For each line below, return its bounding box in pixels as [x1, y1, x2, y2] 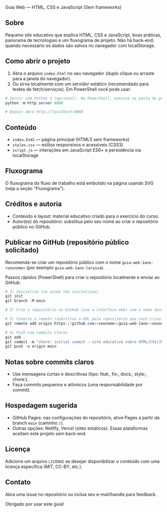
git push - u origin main [5, 344, 57, 349]
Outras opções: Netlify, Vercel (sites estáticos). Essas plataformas [12, 425, 148, 431]
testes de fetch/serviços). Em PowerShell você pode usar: [12, 86, 132, 92]
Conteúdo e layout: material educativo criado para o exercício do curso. [12, 213, 160, 219]
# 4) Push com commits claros [5, 330, 68, 335]
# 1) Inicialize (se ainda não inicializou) [5, 289, 99, 294]
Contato [5, 478, 31, 487]
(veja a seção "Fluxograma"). [5, 185, 65, 191]
